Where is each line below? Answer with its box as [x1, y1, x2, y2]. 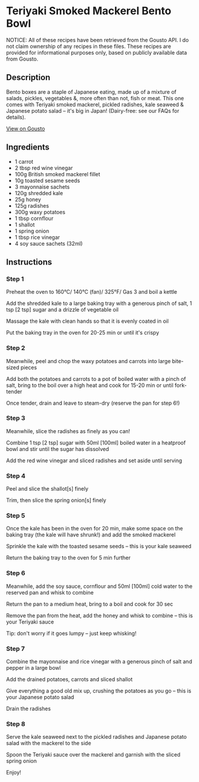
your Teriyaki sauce [6, 618, 54, 625]
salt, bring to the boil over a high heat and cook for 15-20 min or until [6, 382, 174, 389]
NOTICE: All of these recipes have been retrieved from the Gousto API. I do [6, 36, 189, 43]
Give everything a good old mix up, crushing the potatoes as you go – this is [6, 687, 191, 695]
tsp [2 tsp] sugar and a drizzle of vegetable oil [6, 306, 119, 313]
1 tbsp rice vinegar [14, 233, 60, 241]
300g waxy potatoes [14, 208, 66, 215]
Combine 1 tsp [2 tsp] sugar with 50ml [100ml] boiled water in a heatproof [6, 439, 186, 446]
